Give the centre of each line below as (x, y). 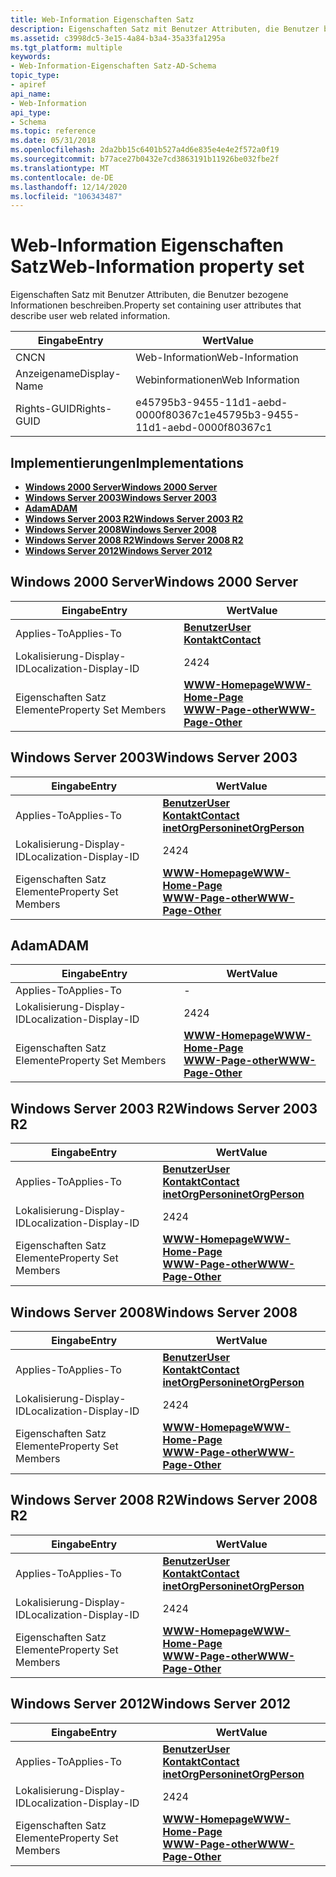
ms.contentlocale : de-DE (62, 177)
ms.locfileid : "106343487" (66, 196)
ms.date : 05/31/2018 (53, 141)
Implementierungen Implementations (127, 462)
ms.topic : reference (53, 131)
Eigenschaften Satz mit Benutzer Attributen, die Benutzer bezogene (149, 295)
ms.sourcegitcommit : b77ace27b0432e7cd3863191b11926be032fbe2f (145, 159)
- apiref (28, 85)
